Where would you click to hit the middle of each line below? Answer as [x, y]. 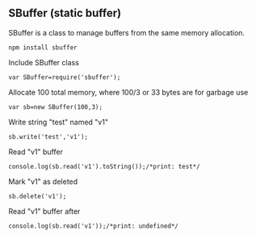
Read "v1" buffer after [44, 211]
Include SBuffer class [44, 62]
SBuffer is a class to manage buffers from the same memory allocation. [126, 32]
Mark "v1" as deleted [43, 182]
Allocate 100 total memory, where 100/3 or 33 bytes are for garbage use [128, 92]
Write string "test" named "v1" [59, 122]
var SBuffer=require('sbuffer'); [65, 77]
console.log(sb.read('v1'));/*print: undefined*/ [94, 226]
